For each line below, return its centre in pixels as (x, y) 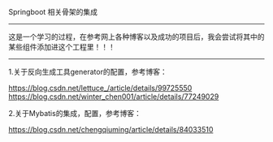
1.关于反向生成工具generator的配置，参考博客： (88, 72)
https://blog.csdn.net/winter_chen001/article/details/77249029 (114, 97)
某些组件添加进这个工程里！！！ (62, 47)
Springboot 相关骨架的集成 (53, 12)
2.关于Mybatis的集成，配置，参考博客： (75, 113)
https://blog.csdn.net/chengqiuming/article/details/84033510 (111, 129)
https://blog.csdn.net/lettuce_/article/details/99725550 (100, 88)
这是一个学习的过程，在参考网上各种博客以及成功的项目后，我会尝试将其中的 (136, 37)
